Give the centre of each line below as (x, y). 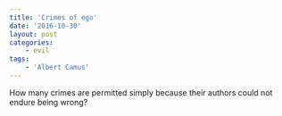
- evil (37, 51)
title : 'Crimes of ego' (54, 17)
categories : (31, 42)
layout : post (33, 34)
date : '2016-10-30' (46, 26)
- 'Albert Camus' (58, 68)
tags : (19, 59)
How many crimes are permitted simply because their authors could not (141, 92)
